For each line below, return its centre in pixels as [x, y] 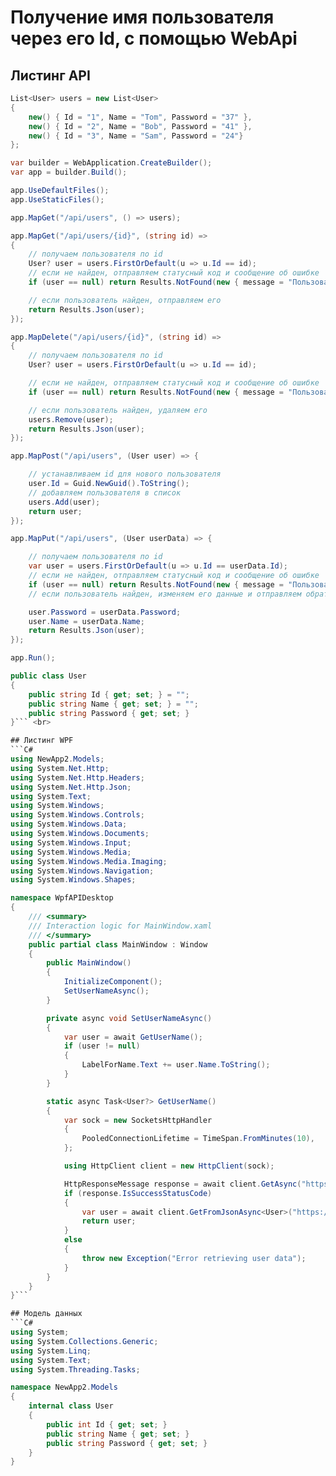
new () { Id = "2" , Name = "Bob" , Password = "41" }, [140, 126]
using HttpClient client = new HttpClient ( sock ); [169, 1166]
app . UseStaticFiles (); [57, 199]
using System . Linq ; [51, 1351]
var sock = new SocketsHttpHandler [138, 1120]
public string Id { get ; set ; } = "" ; [109, 694]
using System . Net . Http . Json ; [71, 787]
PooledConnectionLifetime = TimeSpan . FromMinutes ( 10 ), [198, 1139]
